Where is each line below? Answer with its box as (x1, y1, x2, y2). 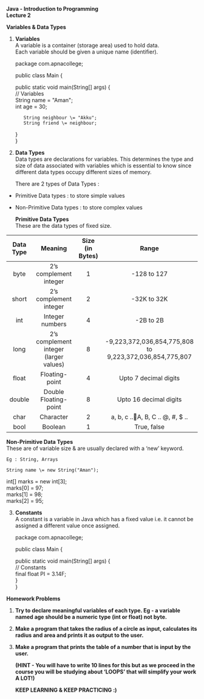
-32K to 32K (131, 295, 168, 303)
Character (39, 413, 69, 421)
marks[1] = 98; (6, 491, 43, 498)
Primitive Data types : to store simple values (15, 192, 126, 199)
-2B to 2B (135, 316, 164, 325)
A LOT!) (15, 675, 35, 681)
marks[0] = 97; (6, 484, 44, 491)
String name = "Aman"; (15, 97, 73, 104)
